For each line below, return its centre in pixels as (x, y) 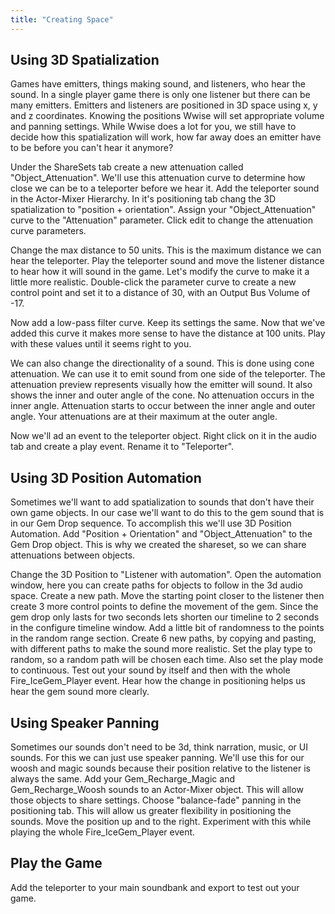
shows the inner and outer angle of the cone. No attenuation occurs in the (162, 395)
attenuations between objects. (73, 555)
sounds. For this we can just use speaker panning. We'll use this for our (157, 758)
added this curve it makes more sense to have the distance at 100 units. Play (168, 333)
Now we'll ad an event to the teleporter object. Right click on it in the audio (164, 436)
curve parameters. (48, 231)
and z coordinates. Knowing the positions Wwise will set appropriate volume (167, 116)
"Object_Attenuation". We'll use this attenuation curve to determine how (158, 178)
